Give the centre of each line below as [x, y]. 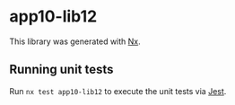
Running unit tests [61, 70]
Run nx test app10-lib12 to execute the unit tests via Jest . [118, 91]
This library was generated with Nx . [75, 41]
